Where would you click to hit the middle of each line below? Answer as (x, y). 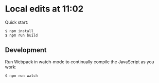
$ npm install (19, 31)
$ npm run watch (21, 76)
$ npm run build (21, 35)
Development (26, 50)
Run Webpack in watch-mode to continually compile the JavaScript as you (80, 62)
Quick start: (17, 22)
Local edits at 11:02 (44, 9)
